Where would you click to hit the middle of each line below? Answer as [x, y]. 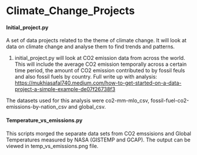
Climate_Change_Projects [71, 11]
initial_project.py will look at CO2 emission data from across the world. [100, 58]
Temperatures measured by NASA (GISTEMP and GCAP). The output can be [98, 140]
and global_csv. [87, 107]
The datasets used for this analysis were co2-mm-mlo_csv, [78, 100]
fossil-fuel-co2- [170, 100]
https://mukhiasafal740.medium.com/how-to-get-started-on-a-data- [98, 83]
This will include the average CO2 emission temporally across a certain [101, 64]
